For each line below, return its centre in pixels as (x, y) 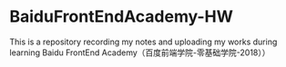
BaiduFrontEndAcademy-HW (122, 17)
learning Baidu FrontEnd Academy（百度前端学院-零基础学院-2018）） (140, 53)
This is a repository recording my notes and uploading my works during (143, 42)
